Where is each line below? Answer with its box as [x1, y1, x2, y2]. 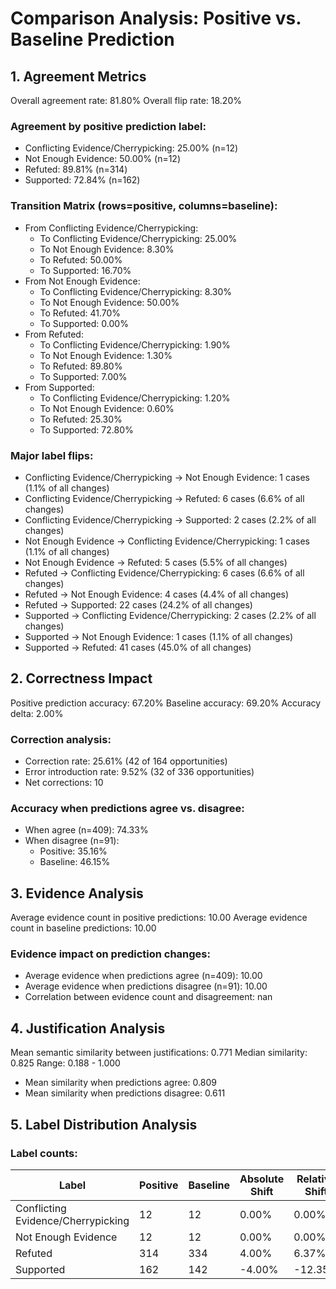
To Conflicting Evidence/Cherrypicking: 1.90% [39, 338, 231, 351]
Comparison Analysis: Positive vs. [10, 7, 302, 30]
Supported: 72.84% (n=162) [24, 174, 141, 186]
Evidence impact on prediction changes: [10, 947, 211, 961]
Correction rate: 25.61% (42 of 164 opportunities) [24, 755, 228, 767]
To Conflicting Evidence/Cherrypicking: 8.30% [39, 285, 232, 297]
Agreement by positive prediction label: [10, 119, 207, 133]
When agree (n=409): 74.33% [24, 824, 149, 836]
